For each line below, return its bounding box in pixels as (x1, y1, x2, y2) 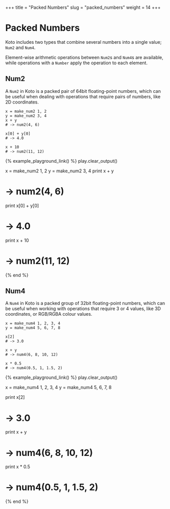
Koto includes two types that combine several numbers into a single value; (5, 39, 162, 45)
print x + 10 (5, 237, 29, 243)
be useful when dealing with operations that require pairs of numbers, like (5, 93, 161, 99)
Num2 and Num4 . (5, 44, 36, 50)
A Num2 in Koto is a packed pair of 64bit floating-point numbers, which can (5, 88, 161, 94)
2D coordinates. (5, 99, 39, 105)
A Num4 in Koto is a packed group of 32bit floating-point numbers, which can (5, 300, 165, 307)
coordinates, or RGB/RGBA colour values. (5, 311, 92, 317)
